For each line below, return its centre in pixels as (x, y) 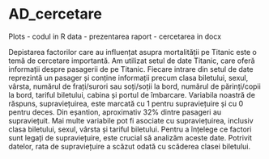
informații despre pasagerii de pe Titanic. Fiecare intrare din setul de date (131, 69)
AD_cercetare (56, 14)
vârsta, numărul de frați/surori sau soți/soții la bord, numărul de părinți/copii (134, 86)
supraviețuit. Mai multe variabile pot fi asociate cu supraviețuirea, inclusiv (131, 120)
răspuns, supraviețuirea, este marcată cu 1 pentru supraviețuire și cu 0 (126, 103)
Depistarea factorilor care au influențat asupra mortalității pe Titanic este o (133, 52)
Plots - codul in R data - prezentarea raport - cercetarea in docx (115, 36)
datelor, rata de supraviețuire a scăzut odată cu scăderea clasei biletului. (130, 146)
